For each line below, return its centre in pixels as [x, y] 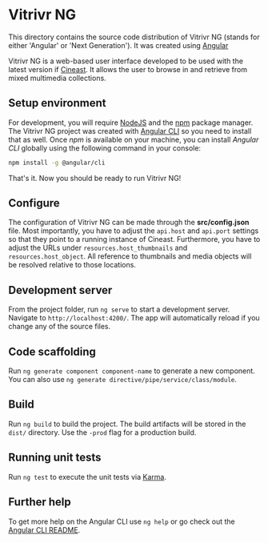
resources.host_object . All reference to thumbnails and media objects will [130, 256]
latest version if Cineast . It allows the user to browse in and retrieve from [128, 69]
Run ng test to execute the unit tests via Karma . [87, 477]
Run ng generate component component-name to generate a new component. [132, 371]
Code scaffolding [52, 351]
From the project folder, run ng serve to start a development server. [119, 309]
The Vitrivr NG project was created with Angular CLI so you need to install [130, 131]
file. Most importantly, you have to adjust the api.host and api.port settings [134, 231]
